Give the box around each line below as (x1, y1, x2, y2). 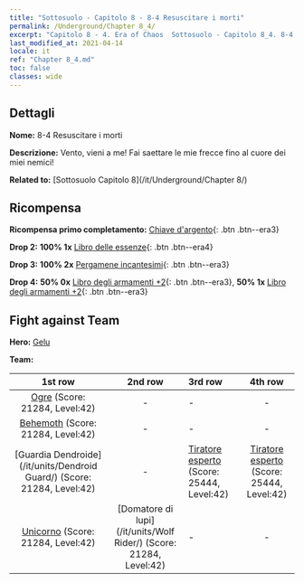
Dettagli (9, 106, 55, 121)
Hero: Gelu (9, 336, 51, 348)
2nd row (127, 376, 165, 389)
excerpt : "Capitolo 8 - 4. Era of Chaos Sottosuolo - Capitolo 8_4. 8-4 (9, 30, 294, 39)
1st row (41, 376, 75, 389)
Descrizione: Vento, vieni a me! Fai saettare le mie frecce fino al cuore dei (9, 146, 287, 158)
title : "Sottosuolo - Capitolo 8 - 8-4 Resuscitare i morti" (9, 13, 245, 23)
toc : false (9, 64, 51, 73)
